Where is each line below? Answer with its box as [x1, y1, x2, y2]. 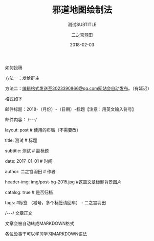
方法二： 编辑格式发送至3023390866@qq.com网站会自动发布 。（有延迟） [5, 85, 152, 91]
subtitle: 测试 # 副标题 [5, 148, 49, 153]
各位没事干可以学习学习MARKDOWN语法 [5, 231, 87, 237]
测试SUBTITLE [67, 22, 97, 27]
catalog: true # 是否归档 [5, 189, 53, 195]
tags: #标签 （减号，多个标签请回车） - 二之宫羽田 [5, 199, 106, 205]
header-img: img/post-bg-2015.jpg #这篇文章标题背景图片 [5, 179, 122, 185]
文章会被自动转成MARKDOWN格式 [5, 220, 74, 226]
